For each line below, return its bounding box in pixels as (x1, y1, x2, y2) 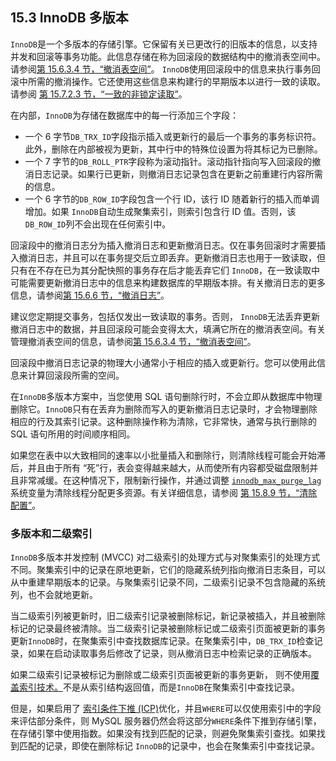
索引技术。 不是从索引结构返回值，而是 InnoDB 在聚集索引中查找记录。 (18, 681, 300, 693)
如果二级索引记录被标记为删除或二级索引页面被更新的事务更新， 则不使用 (10, 669, 311, 681)
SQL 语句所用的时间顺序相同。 (10, 428, 136, 440)
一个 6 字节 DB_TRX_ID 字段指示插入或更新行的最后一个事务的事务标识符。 (24, 130, 322, 142)
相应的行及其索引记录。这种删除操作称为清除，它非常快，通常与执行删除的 (10, 415, 317, 427)
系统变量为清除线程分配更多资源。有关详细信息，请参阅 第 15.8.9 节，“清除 (10, 486, 318, 498)
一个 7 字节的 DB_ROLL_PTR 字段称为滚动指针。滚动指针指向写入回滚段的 (24, 155, 313, 167)
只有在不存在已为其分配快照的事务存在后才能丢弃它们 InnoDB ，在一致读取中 (10, 264, 320, 276)
